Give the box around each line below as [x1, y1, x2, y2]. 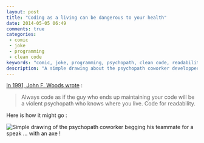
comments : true [6, 25, 45, 32]
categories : [6, 32, 36, 38]
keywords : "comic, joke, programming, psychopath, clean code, [6, 59, 170, 65]
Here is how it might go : [6, 111, 68, 119]
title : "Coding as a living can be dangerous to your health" [6, 15, 167, 21]
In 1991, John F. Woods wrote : [6, 82, 83, 89]
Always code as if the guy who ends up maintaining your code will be [21, 93, 195, 101]
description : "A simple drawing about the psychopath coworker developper [6, 65, 200, 71]
